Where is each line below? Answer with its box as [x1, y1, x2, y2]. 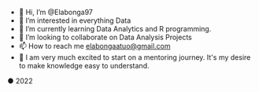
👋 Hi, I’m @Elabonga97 [18, 8, 94, 17]
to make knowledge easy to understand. [18, 61, 150, 70]
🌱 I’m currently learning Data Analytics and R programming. [18, 24, 212, 33]
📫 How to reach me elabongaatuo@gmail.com [18, 42, 171, 50]
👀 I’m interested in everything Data [18, 16, 131, 25]
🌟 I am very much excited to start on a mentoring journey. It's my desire [18, 53, 251, 62]
